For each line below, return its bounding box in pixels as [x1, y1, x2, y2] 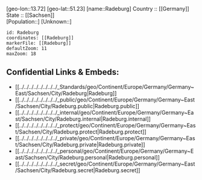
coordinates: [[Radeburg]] [6, 35, 74, 41]
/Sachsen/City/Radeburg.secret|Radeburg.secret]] [14, 166, 140, 174]
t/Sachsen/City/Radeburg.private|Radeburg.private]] [14, 141, 146, 148]
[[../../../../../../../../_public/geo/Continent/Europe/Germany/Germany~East [14, 96, 195, 103]
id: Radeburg [6, 30, 39, 36]
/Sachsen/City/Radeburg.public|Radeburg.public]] [14, 102, 140, 109]
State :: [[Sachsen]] [6, 11, 55, 19]
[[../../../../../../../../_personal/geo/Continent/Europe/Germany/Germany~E [14, 147, 194, 155]
